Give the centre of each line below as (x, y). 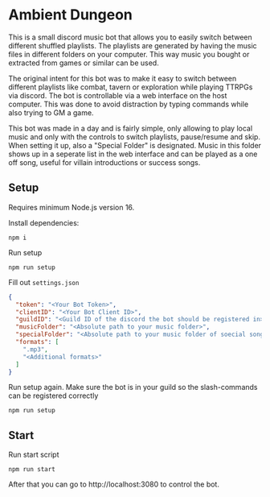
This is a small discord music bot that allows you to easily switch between (131, 37)
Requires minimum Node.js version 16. (72, 207)
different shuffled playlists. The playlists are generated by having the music (133, 45)
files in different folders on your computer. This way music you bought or (129, 54)
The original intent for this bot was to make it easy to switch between (123, 78)
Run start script (34, 455)
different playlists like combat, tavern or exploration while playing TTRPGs (131, 87)
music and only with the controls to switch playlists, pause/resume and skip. (135, 137)
